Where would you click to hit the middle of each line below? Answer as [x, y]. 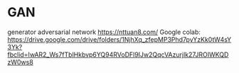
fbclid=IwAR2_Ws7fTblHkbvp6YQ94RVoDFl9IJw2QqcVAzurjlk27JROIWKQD [118, 55]
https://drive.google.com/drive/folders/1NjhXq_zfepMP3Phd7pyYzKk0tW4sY [119, 39]
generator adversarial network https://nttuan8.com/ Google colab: [104, 32]
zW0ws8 [20, 62]
